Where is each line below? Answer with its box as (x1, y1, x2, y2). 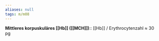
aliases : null (5, 7, 34, 12)
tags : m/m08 (5, 12, 29, 17)
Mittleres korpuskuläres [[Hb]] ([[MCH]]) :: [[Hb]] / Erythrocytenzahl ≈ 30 (5, 25, 155, 31)
